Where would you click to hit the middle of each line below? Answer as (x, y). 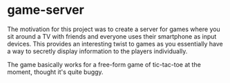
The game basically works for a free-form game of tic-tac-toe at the (104, 64)
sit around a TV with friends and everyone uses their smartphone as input (112, 36)
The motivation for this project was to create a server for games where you (114, 29)
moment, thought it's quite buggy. (55, 72)
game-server (46, 10)
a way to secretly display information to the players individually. (97, 51)
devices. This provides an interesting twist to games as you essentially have (115, 44)
